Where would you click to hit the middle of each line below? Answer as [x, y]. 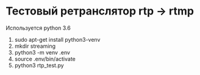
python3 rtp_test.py [39, 65]
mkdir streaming [35, 46]
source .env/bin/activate [45, 59]
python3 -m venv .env [42, 52]
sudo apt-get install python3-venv [57, 39]
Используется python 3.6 [38, 28]
